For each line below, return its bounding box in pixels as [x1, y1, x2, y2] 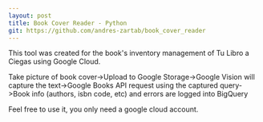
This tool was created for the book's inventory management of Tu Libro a [8, 49, 250, 58]
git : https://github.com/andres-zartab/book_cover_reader [8, 26, 206, 34]
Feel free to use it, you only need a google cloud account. [8, 104, 199, 114]
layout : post [8, 11, 52, 20]
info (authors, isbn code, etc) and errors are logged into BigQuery [31, 89, 249, 99]
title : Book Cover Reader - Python [8, 19, 127, 27]
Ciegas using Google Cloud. [8, 57, 101, 66]
